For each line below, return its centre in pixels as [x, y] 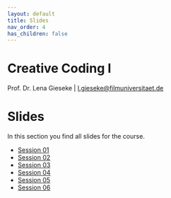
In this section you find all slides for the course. [76, 136]
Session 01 [33, 150]
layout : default [31, 14]
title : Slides [28, 21]
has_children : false [38, 34]
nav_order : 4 [26, 27]
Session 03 [34, 165]
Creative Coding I [59, 69]
